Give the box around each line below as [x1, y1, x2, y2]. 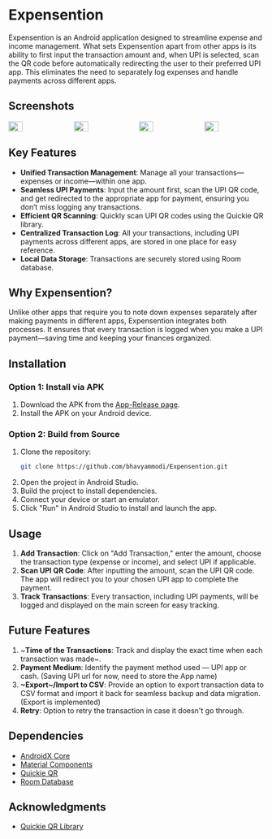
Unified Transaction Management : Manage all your [19, 167, 194, 177]
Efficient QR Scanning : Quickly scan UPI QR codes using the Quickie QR [19, 210, 264, 220]
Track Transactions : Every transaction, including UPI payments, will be [19, 591, 259, 602]
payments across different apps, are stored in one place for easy [19, 236, 237, 246]
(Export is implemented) [19, 697, 101, 707]
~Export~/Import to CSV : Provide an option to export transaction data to [19, 680, 264, 690]
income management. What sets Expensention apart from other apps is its [8, 41, 257, 50]
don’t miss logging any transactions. [19, 201, 142, 212]
